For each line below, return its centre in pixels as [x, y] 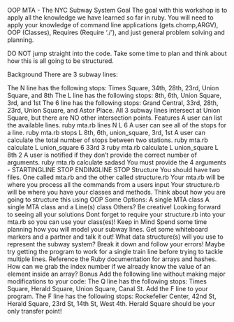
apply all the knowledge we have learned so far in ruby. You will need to [111, 17]
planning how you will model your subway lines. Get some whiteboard [108, 229]
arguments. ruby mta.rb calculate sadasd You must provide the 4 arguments [117, 162]
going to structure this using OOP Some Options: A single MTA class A [108, 199]
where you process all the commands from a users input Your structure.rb [114, 184]
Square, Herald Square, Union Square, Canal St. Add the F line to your [108, 289]
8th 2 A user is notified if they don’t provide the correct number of [102, 155]
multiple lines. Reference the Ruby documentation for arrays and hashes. [112, 259]
